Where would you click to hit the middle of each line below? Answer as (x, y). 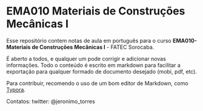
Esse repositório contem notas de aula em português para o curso (89, 40)
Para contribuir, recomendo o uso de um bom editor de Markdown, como (98, 83)
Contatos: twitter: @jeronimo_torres (51, 101)
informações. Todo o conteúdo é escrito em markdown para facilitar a (93, 65)
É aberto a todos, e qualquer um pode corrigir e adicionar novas (86, 59)
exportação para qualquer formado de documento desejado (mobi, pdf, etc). (102, 71)
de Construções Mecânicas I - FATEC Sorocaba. (93, 47)
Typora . (16, 89)
